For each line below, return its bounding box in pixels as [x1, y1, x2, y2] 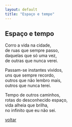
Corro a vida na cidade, [5, 42, 51, 48]
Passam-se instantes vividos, [5, 67, 63, 73]
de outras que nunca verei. [5, 58, 59, 63]
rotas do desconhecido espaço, [5, 97, 68, 103]
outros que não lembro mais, [5, 78, 62, 83]
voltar [5, 117, 17, 123]
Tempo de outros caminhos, [5, 92, 60, 98]
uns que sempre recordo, [5, 72, 55, 78]
